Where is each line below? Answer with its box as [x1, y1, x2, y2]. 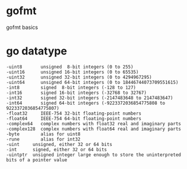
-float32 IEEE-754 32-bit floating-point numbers [6, 110, 142, 116]
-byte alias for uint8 [6, 131, 81, 137]
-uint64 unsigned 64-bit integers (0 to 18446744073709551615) [6, 79, 179, 85]
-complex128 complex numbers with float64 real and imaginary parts [6, 126, 182, 132]
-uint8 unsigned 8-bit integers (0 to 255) [6, 64, 134, 70]
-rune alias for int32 [6, 136, 81, 142]
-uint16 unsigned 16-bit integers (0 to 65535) [6, 69, 139, 75]
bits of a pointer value [6, 157, 67, 163]
